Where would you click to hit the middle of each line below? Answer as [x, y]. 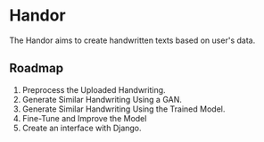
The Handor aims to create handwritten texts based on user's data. [132, 40]
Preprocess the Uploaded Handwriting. [94, 89]
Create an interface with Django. [82, 128]
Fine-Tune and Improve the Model [84, 118]
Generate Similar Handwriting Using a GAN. [102, 99]
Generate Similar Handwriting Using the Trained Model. [124, 109]
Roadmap [37, 68]
